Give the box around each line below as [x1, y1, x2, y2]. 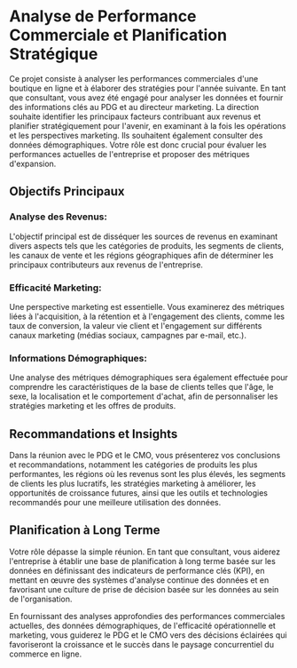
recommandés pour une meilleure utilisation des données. [9, 497, 222, 508]
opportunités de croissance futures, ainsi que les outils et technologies [9, 488, 269, 498]
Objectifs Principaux [9, 184, 126, 199]
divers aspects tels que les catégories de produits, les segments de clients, [9, 240, 285, 250]
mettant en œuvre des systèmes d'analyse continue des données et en [9, 575, 270, 585]
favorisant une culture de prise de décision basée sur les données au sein [9, 584, 279, 594]
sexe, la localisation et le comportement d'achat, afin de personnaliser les [9, 391, 278, 402]
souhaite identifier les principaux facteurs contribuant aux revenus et [9, 111, 262, 122]
